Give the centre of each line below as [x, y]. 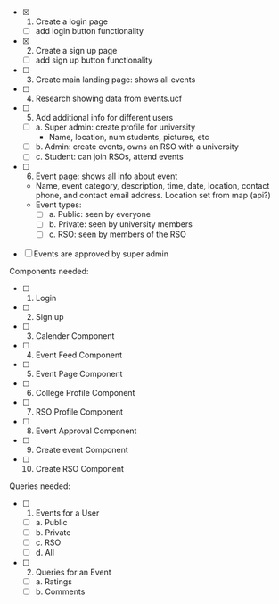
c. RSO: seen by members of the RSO [118, 234]
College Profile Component [85, 392]
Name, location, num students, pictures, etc [129, 138]
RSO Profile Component [79, 411]
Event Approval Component [86, 431]
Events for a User [67, 513]
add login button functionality [90, 31]
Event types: [58, 205]
